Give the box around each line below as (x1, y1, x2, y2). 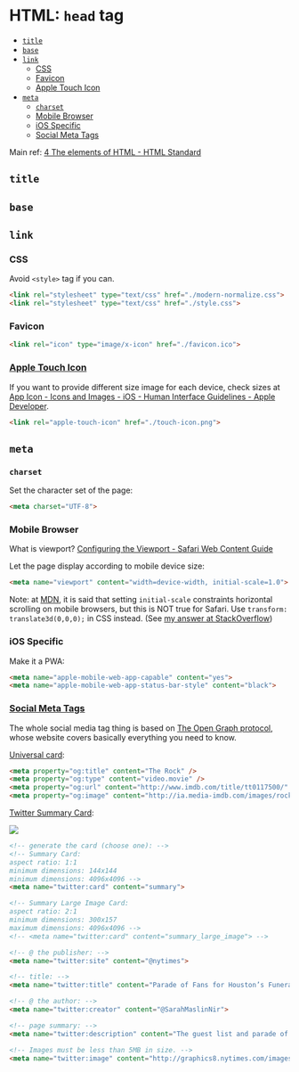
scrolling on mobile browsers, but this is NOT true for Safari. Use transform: (9, 603, 287, 615)
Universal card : (9, 749, 65, 760)
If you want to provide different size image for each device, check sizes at (9, 381, 280, 392)
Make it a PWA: (9, 656, 65, 667)
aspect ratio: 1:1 (9, 857, 77, 867)
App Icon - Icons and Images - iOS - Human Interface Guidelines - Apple (9, 391, 276, 402)
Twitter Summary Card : (9, 807, 95, 818)
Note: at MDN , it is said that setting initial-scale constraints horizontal (9, 594, 273, 605)
